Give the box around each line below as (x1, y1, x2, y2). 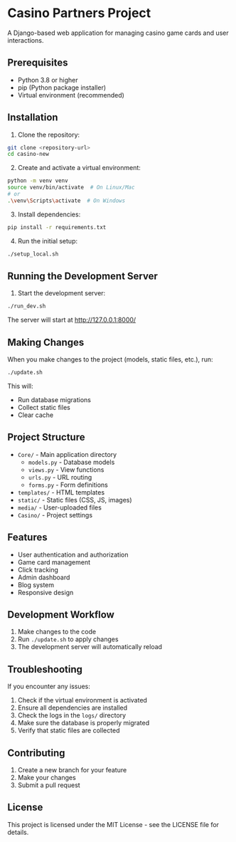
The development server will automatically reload (17, 643, 162, 651)
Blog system (17, 580, 55, 589)
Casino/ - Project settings (17, 510, 93, 519)
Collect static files (17, 403, 71, 411)
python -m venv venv (7, 177, 69, 184)
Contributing (7, 747, 65, 759)
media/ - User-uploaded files (17, 503, 102, 512)
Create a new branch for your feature (17, 766, 127, 774)
